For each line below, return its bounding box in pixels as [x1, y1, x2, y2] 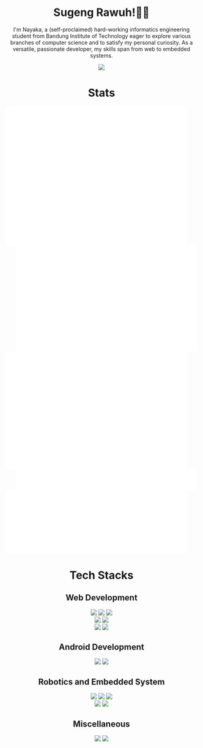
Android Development [59, 641, 144, 652]
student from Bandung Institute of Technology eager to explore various [12, 32, 191, 39]
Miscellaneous [73, 719, 130, 729]
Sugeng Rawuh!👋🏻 [53, 6, 150, 20]
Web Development [65, 592, 138, 603]
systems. [90, 51, 113, 59]
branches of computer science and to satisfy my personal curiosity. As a [10, 39, 193, 46]
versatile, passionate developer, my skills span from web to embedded [13, 45, 190, 53]
